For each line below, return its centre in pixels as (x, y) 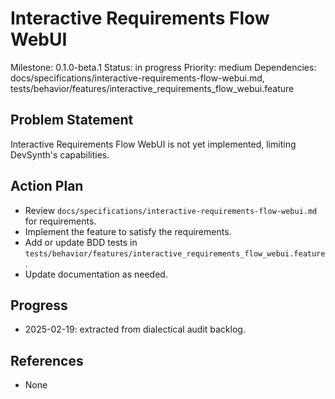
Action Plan (47, 186)
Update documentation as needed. (96, 274)
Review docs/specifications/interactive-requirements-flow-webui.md (171, 210)
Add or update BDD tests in (81, 242)
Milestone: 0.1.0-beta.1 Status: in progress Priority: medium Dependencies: (163, 67)
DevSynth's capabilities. (60, 154)
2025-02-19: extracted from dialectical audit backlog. (135, 329)
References (47, 360)
